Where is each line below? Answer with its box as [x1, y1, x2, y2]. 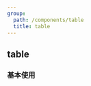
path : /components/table [13, 17, 84, 23]
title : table [13, 23, 51, 30]
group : [7, 10, 26, 17]
